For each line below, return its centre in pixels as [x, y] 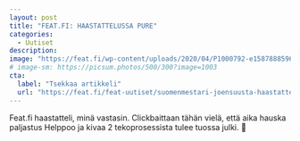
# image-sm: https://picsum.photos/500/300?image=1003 [113, 68]
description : [33, 51]
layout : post [33, 17]
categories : [31, 34]
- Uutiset [35, 42]
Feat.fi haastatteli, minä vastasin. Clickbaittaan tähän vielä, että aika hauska [148, 118]
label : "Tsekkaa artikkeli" [70, 84]
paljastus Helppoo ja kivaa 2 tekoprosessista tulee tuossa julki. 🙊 [128, 127]
